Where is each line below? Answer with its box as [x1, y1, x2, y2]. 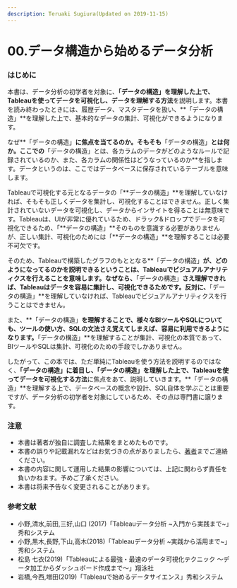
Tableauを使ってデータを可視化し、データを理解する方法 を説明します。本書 [7, 96, 229, 105]
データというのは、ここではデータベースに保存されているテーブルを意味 [18, 164, 229, 173]
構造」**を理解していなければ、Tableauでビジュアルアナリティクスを [19, 292, 221, 301]
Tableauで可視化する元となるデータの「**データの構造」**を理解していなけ [7, 188, 228, 197]
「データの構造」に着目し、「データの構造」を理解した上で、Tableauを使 [20, 366, 229, 375]
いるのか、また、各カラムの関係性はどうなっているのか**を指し [31, 156, 217, 164]
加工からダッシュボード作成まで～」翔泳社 [30, 563, 154, 572]
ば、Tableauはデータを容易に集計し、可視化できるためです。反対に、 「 [7, 283, 213, 292]
